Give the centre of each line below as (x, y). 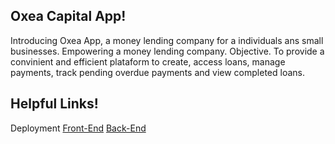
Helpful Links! (54, 104)
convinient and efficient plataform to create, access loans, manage (148, 61)
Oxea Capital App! (68, 16)
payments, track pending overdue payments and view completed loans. (157, 72)
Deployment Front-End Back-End (78, 128)
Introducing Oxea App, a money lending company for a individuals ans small (167, 40)
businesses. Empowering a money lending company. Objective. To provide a (167, 51)
